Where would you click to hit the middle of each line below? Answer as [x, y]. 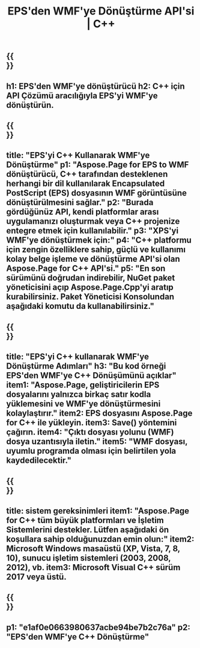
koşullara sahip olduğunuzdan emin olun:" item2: [100, 539]
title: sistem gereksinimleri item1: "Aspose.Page [98, 511]
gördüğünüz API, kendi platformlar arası [83, 212]
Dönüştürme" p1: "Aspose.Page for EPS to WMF [98, 165]
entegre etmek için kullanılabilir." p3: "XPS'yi [92, 231]
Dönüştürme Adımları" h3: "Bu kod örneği [86, 366]
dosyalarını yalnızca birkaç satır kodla [79, 394]
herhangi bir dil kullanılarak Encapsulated [86, 184]
